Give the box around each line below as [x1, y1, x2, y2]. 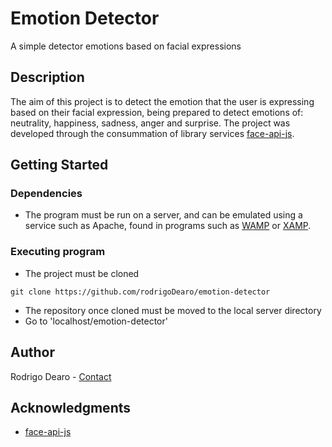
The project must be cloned [24, 267, 140, 279]
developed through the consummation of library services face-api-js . [10, 127, 295, 139]
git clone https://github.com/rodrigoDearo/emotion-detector [10, 287, 271, 297]
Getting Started [10, 157, 109, 174]
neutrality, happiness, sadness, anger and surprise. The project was [10, 117, 291, 129]
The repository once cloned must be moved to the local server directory [24, 304, 322, 316]
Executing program [10, 245, 106, 259]
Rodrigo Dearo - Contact [10, 370, 112, 382]
